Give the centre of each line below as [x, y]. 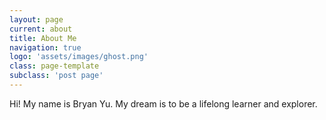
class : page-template [54, 66]
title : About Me [43, 38]
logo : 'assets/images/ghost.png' [79, 57]
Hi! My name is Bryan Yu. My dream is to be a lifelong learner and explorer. [163, 103]
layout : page [36, 19]
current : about [41, 29]
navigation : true [45, 47]
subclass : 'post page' [56, 76]
